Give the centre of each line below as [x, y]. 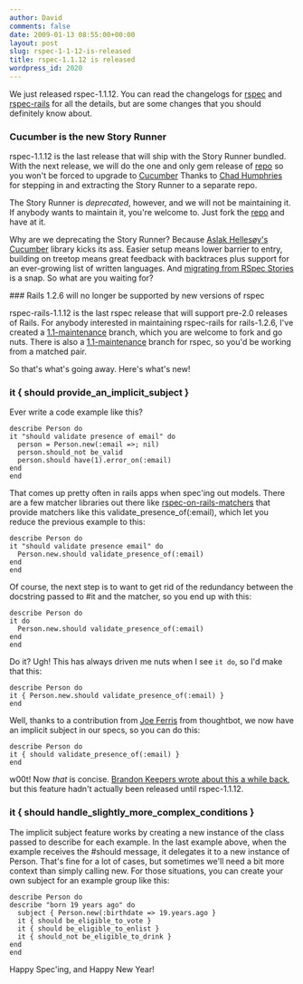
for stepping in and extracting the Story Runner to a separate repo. [133, 186]
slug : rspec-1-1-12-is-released [70, 52]
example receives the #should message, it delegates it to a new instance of [150, 851]
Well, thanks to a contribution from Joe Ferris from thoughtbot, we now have [151, 721]
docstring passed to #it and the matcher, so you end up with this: [131, 597]
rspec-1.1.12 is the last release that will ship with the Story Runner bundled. [148, 157]
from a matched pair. [48, 352]
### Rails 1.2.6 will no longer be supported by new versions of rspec [137, 296]
